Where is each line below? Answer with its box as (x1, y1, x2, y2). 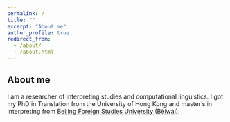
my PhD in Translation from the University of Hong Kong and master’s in (7, 99, 213, 108)
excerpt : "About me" (7, 23, 67, 30)
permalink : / (7, 10, 45, 17)
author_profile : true (7, 29, 70, 37)
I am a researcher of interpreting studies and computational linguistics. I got (7, 92, 224, 101)
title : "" (7, 17, 36, 23)
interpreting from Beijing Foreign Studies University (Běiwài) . (7, 107, 180, 115)
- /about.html (13, 49, 54, 56)
